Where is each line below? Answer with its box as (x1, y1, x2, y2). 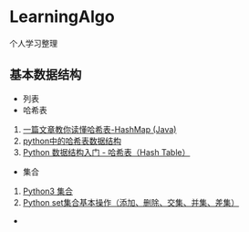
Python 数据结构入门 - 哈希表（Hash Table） (22, 146, 191, 157)
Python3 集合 (22, 185, 73, 196)
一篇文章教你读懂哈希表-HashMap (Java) (22, 123, 177, 134)
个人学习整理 (9, 37, 57, 48)
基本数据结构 (9, 67, 82, 83)
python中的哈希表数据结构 (22, 135, 121, 146)
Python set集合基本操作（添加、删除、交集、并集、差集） (22, 196, 240, 207)
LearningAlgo (9, 6, 116, 27)
